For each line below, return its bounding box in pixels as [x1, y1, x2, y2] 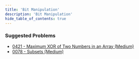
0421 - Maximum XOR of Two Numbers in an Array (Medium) [12, 43, 134, 49]
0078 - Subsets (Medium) [12, 48, 64, 54]
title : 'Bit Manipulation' [5, 7, 60, 12]
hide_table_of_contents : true [5, 16, 67, 21]
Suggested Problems [5, 32, 56, 39]
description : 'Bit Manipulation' [5, 12, 73, 17]
